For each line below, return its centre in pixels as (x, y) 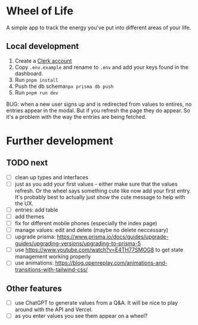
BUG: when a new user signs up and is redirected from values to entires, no (99, 104)
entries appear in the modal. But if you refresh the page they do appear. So (98, 110)
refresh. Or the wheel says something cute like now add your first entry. (103, 191)
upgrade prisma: (35, 237)
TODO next (27, 163)
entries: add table (36, 210)
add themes (30, 216)
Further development (60, 141)
